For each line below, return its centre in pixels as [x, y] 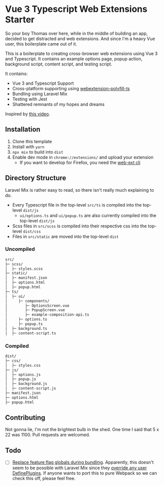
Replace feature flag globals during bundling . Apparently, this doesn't [83, 462]
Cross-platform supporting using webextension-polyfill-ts [71, 88]
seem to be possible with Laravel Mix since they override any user [80, 468]
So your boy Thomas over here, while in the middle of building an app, [77, 33]
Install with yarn [28, 147]
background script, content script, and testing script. [59, 64]
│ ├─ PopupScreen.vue [35, 310]
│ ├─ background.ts [26, 328]
